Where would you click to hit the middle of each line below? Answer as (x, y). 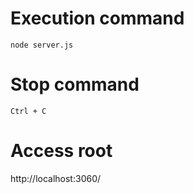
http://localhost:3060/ (56, 178)
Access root (61, 151)
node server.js (42, 45)
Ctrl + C (28, 111)
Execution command (97, 18)
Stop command (75, 84)
